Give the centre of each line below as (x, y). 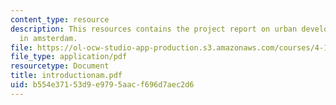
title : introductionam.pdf (66, 76)
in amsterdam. (48, 38)
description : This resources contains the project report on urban (154, 29)
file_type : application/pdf (69, 57)
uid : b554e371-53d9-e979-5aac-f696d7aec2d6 (102, 85)
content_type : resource (60, 19)
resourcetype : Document (60, 66)
